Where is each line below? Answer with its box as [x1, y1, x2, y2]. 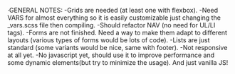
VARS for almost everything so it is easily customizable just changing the [7, 13, 221, 22]
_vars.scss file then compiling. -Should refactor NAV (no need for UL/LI [7, 21, 216, 29]
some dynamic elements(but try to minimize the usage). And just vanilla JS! [7, 58, 229, 66]
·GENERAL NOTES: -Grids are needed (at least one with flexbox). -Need [7, 6, 219, 14]
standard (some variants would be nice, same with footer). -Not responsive [7, 44, 228, 51]
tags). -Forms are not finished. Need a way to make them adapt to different [7, 28, 228, 37]
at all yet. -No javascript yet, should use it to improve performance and [7, 51, 215, 59]
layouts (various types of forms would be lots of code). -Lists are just [7, 36, 210, 44]
